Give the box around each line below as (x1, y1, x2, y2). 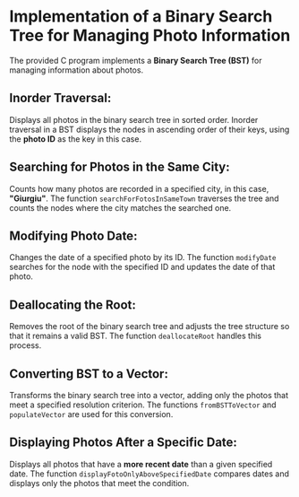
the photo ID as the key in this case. (9, 133, 141, 144)
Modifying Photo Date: (9, 228, 138, 243)
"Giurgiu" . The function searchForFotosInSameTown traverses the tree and (9, 193, 279, 204)
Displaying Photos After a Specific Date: (9, 435, 237, 450)
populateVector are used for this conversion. (9, 409, 174, 419)
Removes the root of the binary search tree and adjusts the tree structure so (9, 321, 290, 332)
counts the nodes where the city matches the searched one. (9, 202, 232, 213)
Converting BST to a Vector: (9, 366, 168, 381)
